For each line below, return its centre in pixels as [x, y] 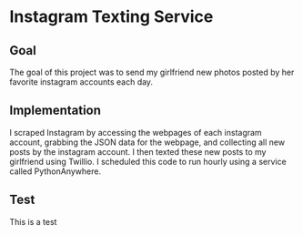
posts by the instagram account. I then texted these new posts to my [138, 151]
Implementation [56, 111]
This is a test [33, 221]
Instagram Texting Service [111, 17]
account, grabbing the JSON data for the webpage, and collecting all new [147, 142]
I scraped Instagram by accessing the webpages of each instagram [136, 132]
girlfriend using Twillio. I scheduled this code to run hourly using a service [148, 161]
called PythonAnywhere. [56, 171]
